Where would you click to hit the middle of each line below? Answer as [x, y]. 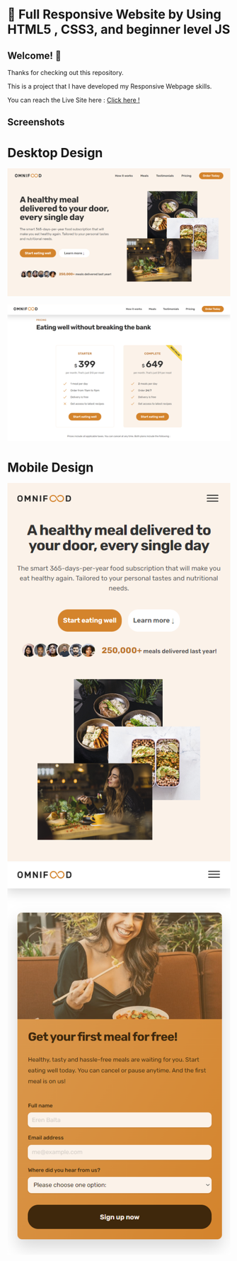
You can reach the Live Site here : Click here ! [74, 100]
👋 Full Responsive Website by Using [114, 15]
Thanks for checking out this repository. [65, 73]
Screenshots [36, 122]
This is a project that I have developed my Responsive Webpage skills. [110, 86]
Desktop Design [55, 153]
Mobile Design [51, 467]
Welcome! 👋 [34, 56]
